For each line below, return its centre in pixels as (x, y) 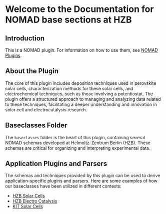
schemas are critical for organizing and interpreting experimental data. (78, 148)
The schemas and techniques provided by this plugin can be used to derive (83, 176)
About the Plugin (32, 71)
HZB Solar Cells (28, 196)
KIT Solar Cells (28, 207)
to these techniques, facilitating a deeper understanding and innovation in (81, 104)
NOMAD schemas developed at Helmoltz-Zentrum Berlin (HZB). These (78, 143)
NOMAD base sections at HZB (68, 20)
